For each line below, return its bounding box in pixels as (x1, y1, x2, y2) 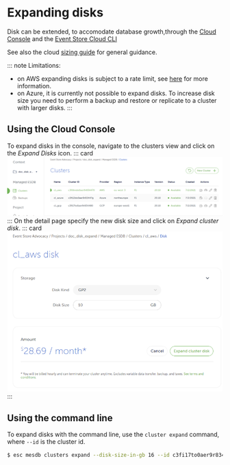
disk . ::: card (7, 224, 42, 232)
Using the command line (7, 412, 113, 424)
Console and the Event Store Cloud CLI (7, 34, 118, 42)
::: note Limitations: (7, 61, 61, 69)
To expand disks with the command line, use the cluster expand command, (7, 430, 220, 439)
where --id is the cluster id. (7, 438, 86, 446)
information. (16, 81, 51, 90)
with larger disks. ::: (16, 103, 73, 112)
